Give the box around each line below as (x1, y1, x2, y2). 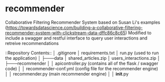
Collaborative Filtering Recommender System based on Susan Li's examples (5, 19, 161, 25)
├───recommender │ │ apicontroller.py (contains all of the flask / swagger (5, 60, 159, 66)
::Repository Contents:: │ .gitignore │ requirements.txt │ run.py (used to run (5, 50, 159, 56)
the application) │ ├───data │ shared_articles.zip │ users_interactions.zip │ (5, 55, 161, 61)
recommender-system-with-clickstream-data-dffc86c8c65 (5, 30, 126, 36)
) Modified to (125, 30, 152, 36)
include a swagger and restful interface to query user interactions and (5, 35, 148, 41)
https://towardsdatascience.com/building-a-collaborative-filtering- (6, 24, 143, 30)
